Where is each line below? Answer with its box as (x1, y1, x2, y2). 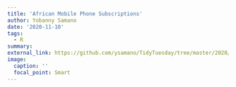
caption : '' (13, 62, 49, 69)
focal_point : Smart (13, 69, 71, 76)
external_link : (7, 50, 52, 57)
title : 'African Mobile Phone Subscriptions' (7, 10, 143, 18)
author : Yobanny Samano (7, 17, 77, 24)
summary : (7, 43, 33, 50)
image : (7, 56, 27, 63)
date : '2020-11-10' (7, 23, 65, 30)
